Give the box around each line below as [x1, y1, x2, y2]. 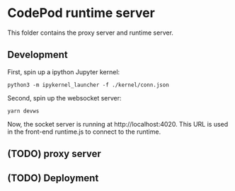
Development [7, 49, 69, 61]
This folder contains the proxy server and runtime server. [7, 28, 173, 37]
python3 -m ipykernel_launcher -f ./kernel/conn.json [7, 81, 170, 88]
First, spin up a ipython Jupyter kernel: [7, 67, 120, 76]
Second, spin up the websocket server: [7, 93, 122, 102]
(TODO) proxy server [7, 148, 101, 160]
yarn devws [7, 108, 40, 115]
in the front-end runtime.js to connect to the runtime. [7, 127, 161, 136]
